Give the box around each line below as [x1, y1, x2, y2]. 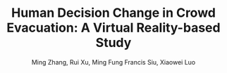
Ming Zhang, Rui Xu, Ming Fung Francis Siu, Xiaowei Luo [31, 58, 196, 66]
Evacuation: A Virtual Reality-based [6, 20, 221, 36]
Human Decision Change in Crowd [11, 5, 216, 21]
